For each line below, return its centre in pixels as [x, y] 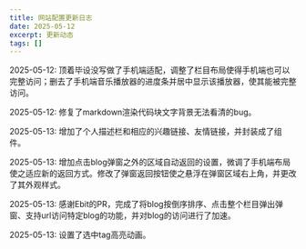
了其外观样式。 [37, 185]
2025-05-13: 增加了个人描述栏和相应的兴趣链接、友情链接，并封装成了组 [146, 132]
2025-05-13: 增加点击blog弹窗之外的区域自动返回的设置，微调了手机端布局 [150, 162]
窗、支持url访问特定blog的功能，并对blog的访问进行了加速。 [123, 215]
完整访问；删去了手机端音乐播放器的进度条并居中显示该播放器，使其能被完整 [153, 82]
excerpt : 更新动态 [42, 35]
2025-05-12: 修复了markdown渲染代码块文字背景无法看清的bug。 [133, 112]
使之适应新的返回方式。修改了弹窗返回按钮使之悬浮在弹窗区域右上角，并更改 [153, 174]
